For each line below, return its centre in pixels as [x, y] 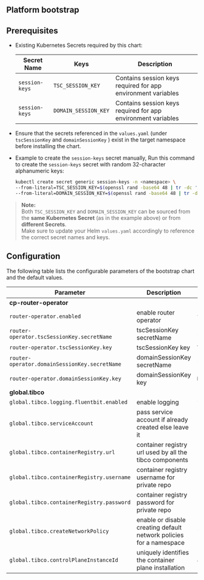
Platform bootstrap [43, 10]
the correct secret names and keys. [66, 237]
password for [155, 502]
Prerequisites [32, 31]
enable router [155, 312]
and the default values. [35, 277]
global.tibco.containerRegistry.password [70, 502]
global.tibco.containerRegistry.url [62, 452]
